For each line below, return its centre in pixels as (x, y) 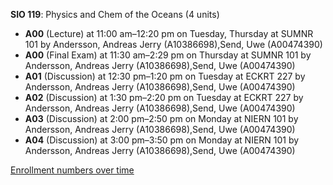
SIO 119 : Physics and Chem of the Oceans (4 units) (115, 14)
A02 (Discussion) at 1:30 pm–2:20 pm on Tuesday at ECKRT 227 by (164, 97)
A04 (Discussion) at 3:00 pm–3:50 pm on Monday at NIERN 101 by (162, 140)
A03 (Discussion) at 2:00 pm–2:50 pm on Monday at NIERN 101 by (161, 118)
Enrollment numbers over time (72, 170)
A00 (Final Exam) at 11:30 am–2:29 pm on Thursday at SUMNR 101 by (168, 55)
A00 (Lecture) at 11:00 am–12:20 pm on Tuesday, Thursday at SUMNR (169, 33)
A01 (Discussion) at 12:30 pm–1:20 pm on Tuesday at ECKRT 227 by (165, 76)
